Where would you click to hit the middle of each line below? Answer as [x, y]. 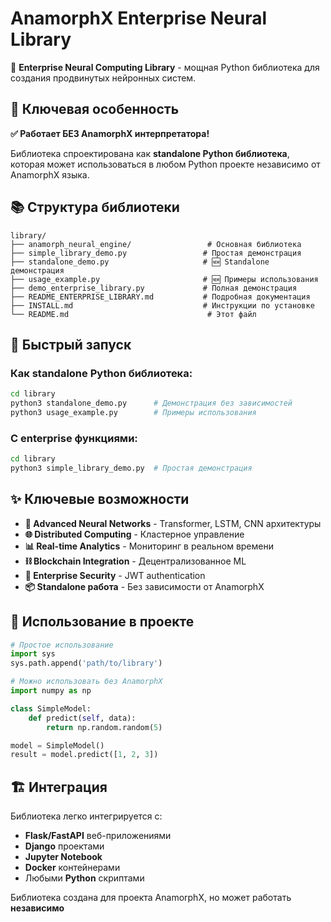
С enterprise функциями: [74, 438]
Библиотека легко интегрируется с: [86, 816]
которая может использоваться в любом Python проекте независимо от [165, 164]
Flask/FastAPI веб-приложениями [98, 836]
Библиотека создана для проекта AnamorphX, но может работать [151, 898]
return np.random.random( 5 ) [104, 727]
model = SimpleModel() [57, 745]
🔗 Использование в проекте [102, 622]
